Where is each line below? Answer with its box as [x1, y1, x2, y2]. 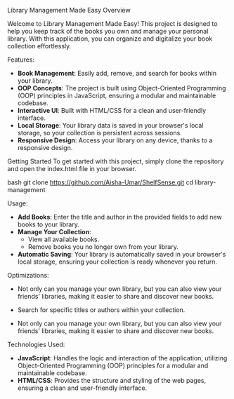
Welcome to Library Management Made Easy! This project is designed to [7, 20, 218, 27]
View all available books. [27, 235, 100, 243]
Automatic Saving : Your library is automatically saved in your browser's [17, 250, 226, 258]
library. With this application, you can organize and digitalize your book [7, 34, 213, 43]
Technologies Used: [7, 340, 65, 349]
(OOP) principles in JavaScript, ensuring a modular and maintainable [17, 91, 216, 100]
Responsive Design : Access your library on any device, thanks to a [17, 136, 213, 144]
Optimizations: [7, 271, 49, 279]
